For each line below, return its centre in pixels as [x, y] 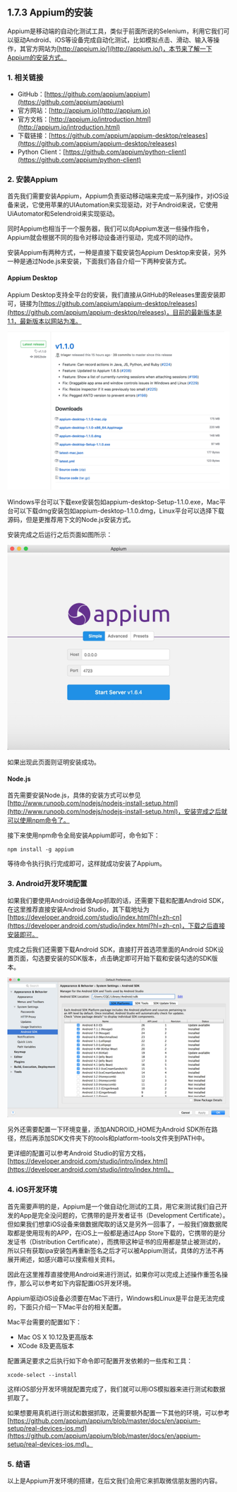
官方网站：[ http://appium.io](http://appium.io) [84, 111]
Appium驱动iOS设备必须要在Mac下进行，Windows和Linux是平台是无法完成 [116, 1298]
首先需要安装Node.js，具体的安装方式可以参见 [74, 795]
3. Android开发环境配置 [47, 884]
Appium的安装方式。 [37, 57]
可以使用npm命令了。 [39, 820]
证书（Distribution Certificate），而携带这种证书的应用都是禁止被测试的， [119, 1242]
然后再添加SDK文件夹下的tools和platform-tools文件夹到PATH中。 [114, 1139]
